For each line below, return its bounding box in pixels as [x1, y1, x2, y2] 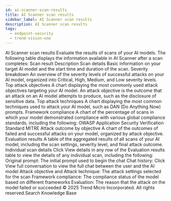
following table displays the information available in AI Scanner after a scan [5, 55, 163, 61]
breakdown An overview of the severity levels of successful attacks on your [5, 71, 164, 77]
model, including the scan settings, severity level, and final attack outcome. [5, 141, 163, 147]
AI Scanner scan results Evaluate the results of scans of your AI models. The [5, 49, 166, 56]
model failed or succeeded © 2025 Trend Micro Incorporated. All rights [5, 184, 155, 190]
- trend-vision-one [10, 36, 51, 41]
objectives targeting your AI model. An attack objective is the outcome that [5, 87, 162, 93]
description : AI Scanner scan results [5, 21, 88, 27]
